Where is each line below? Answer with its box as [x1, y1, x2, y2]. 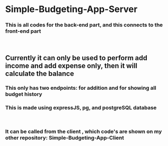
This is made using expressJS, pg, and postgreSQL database [5, 104, 157, 111]
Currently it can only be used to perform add [5, 54, 147, 62]
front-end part [5, 28, 41, 35]
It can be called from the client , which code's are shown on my [5, 128, 162, 135]
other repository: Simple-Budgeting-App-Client [5, 134, 124, 141]
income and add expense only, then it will [5, 61, 137, 70]
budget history [5, 90, 43, 97]
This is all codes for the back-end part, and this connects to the [5, 22, 163, 29]
